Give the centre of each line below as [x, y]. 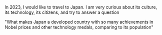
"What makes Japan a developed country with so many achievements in [79, 22]
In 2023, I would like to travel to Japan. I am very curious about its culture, [81, 7]
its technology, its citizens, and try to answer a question [62, 12]
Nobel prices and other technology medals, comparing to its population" [79, 27]
